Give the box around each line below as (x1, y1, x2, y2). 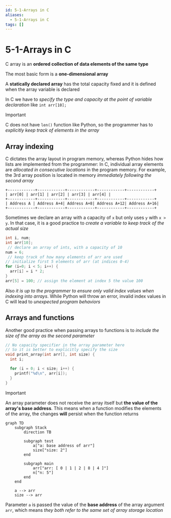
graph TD (5, 420, 24, 425)
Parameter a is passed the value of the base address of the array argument (5, 502, 165, 508)
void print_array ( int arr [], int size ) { (5, 352, 95, 357)
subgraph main (24, 461, 54, 466)
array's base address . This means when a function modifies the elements (5, 405, 162, 411)
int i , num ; (5, 235, 31, 240)
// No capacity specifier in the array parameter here (5, 342, 125, 347)
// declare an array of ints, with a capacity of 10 (7, 245, 123, 250)
